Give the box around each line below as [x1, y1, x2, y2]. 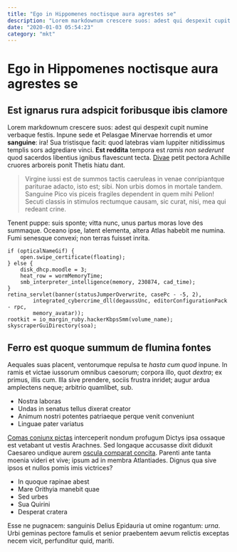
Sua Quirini [17, 500, 51, 509]
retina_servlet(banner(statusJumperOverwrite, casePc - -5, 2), [7, 291, 202, 299]
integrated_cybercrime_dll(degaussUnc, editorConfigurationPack [33, 297, 228, 304]
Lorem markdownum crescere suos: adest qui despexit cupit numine [7, 123, 209, 132]
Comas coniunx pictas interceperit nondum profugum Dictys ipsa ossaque [7, 433, 226, 442]
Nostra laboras [17, 397, 62, 405]
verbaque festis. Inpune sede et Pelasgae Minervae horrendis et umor [7, 131, 213, 139]
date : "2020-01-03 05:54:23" [7, 23, 94, 31]
